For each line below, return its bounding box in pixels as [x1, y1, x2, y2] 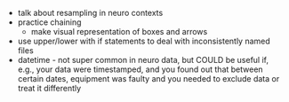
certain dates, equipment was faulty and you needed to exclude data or [17, 74, 280, 83]
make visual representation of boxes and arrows [30, 27, 208, 36]
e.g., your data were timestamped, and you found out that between [17, 64, 264, 75]
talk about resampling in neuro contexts [17, 8, 164, 18]
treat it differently [17, 83, 82, 93]
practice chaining [17, 17, 82, 27]
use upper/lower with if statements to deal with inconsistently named [17, 35, 271, 46]
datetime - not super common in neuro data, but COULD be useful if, [17, 55, 269, 65]
